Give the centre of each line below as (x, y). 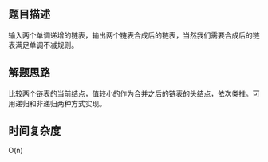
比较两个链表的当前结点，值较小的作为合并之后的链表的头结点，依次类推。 (130, 93)
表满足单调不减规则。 (43, 45)
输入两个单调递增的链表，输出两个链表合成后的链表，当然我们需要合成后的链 (134, 35)
